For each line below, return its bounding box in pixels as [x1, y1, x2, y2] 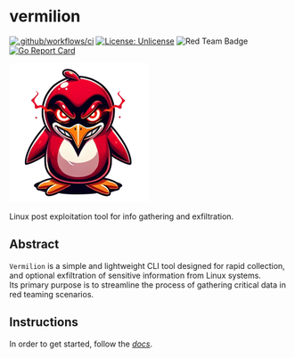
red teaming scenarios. [9, 289, 94, 299]
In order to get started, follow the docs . [9, 338, 153, 349]
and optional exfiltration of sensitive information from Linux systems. [9, 270, 261, 281]
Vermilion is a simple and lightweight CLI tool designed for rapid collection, [9, 260, 285, 271]
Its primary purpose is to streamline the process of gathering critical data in [9, 279, 287, 290]
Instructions [9, 314, 78, 330]
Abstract [9, 237, 60, 252]
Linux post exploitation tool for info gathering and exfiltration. [9, 211, 234, 222]
